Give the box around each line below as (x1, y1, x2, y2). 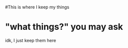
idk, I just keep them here (5, 37, 56, 43)
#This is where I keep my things (5, 4, 70, 10)
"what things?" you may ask (5, 22, 124, 32)
